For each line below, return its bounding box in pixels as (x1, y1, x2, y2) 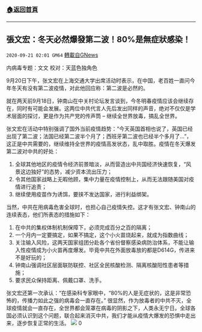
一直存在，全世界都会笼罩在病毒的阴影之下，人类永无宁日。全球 (32, 304, 191, 312)
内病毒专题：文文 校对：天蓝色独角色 (6, 64, 97, 72)
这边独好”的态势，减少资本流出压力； (20, 168, 112, 175)
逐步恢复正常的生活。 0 (16, 319, 82, 327)
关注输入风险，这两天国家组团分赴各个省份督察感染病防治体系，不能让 (14, 239, 189, 246)
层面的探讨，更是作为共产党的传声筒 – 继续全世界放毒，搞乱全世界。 (11, 113, 180, 120)
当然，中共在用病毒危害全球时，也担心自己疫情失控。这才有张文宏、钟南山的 (6, 204, 196, 211)
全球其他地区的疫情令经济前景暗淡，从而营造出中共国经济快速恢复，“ (14, 161, 186, 168)
